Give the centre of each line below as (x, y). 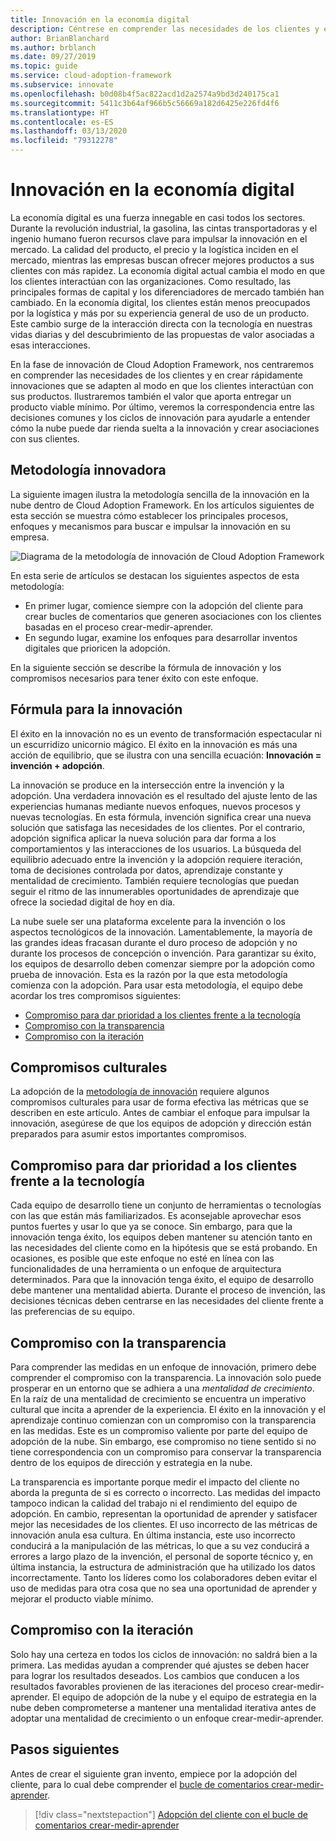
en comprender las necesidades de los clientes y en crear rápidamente (156, 375)
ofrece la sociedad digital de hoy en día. (93, 902)
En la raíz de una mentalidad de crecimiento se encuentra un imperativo (158, 1399)
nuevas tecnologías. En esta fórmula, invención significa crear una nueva (161, 817)
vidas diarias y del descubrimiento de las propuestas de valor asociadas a (162, 334)
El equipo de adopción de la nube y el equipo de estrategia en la (184, 1697)
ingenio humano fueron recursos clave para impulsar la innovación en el (159, 238)
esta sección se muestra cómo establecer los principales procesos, (149, 515)
